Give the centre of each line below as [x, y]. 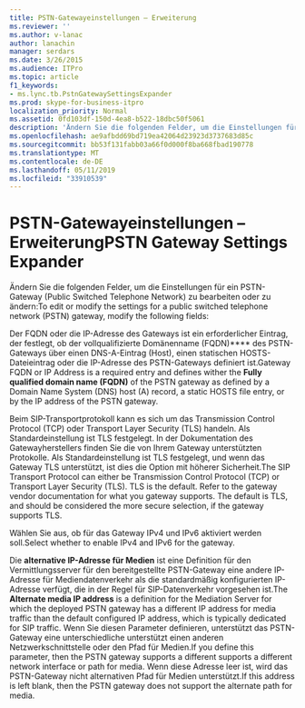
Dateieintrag [33, 363]
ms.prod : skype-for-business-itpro [77, 102]
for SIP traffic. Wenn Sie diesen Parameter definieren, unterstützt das [139, 628]
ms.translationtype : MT [54, 153]
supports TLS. [36, 515]
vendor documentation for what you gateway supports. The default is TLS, [149, 496]
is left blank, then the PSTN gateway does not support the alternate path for [151, 686]
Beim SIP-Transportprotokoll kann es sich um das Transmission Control [142, 419]
